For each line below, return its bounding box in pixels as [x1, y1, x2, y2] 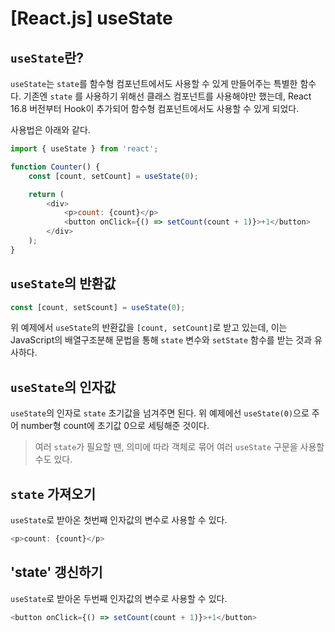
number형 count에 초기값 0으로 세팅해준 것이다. [20, 420, 210, 432]
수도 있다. [34, 453, 73, 466]
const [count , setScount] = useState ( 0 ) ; [10, 302, 186, 312]
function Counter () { [10, 162, 101, 172]
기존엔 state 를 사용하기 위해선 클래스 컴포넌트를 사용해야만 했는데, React [23, 90, 312, 102]
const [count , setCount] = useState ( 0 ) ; [28, 171, 199, 181]
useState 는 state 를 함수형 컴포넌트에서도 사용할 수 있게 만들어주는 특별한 [10, 78, 298, 89]
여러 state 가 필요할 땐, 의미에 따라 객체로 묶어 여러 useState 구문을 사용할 [34, 441, 325, 453]
